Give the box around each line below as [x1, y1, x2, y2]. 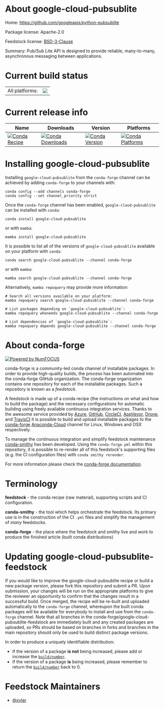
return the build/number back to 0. [12, 664, 81, 669]
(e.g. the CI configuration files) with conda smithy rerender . [5, 451, 124, 457]
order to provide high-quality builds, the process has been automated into [5, 370, 154, 376]
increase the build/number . [12, 653, 66, 659]
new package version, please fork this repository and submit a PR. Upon [5, 583, 150, 588]
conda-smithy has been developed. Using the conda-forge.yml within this [5, 441, 153, 447]
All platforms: [7, 87, 38, 94]
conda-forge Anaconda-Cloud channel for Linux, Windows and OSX [5, 421, 142, 427]
